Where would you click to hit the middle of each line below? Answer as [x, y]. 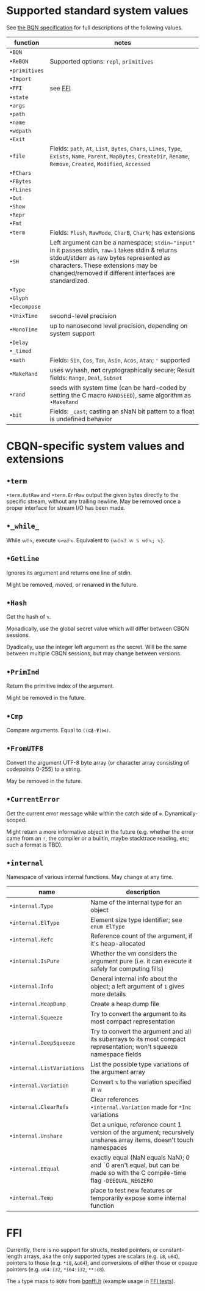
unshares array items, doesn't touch [142, 1140]
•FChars [20, 173]
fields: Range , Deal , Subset [86, 378]
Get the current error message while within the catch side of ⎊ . [85, 813]
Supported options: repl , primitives [102, 61]
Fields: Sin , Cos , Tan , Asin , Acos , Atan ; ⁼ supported [120, 360]
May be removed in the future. [44, 781]
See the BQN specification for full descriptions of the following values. [95, 28]
